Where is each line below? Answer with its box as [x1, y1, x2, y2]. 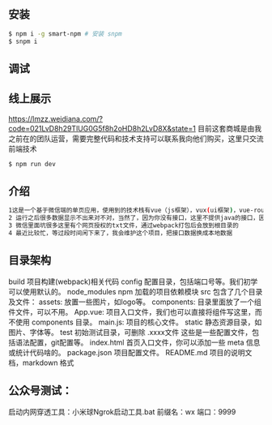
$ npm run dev [8, 160, 57, 168]
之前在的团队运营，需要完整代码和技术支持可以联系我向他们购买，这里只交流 [8, 133, 264, 144]
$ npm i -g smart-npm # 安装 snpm [8, 29, 123, 38]
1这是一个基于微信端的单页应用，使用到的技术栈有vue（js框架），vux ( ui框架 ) [8, 206, 233, 215]
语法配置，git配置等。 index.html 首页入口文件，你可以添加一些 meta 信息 [15, 337, 261, 347]
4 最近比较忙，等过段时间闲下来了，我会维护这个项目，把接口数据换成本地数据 [8, 230, 233, 238]
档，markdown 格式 [8, 358, 74, 367]
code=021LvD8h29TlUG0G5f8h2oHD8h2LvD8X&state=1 [8, 123, 196, 133]
